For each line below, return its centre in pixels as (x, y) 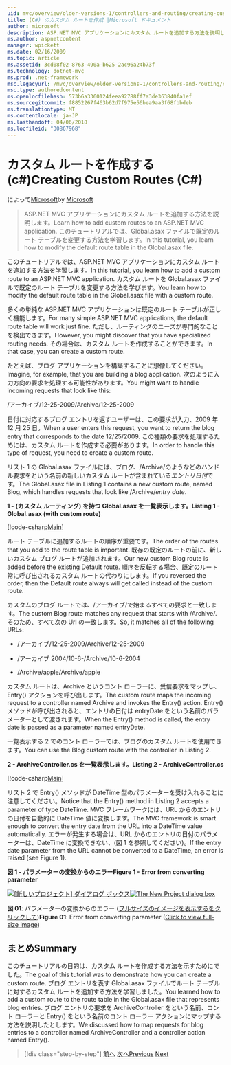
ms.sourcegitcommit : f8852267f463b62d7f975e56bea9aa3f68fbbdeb (100, 103)
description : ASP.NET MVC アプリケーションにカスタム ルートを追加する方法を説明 (114, 33)
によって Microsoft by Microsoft (51, 199)
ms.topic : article (33, 58)
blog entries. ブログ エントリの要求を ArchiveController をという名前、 (107, 1008)
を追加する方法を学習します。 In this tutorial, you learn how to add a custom (114, 270)
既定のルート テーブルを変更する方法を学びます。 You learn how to (112, 288)
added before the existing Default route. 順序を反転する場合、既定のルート (113, 567)
